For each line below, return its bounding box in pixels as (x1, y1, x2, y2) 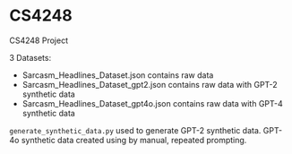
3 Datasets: (9, 52, 52, 63)
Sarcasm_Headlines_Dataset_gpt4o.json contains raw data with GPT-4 (21, 98, 284, 108)
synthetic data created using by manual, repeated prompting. (21, 134, 247, 145)
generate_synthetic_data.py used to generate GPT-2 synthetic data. (9, 124, 262, 135)
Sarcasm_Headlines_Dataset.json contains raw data (21, 69, 214, 81)
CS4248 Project (9, 35, 69, 46)
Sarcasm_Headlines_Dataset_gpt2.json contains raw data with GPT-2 (21, 79, 278, 90)
